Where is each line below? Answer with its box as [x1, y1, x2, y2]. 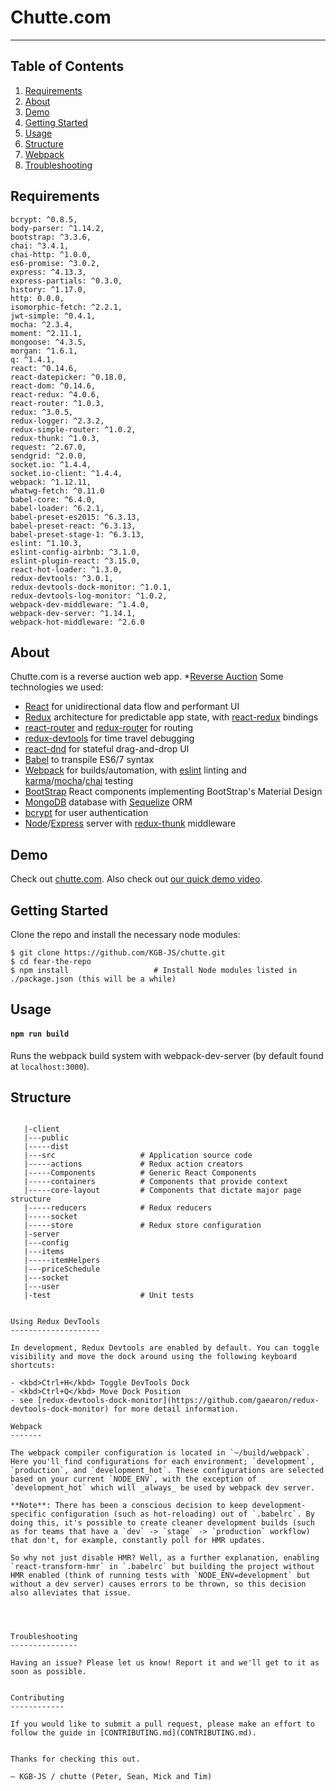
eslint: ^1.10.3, [10, 538, 83, 548]
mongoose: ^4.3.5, [10, 337, 87, 347]
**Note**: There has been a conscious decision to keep [10, 1501, 248, 1511]
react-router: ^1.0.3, [10, 398, 105, 408]
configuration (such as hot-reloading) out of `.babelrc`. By [50, 1509, 315, 1520]
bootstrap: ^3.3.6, [10, 232, 92, 242]
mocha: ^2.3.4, [10, 319, 74, 330]
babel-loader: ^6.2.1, [10, 503, 105, 513]
